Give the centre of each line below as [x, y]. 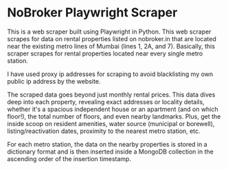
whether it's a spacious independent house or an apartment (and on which [113, 109]
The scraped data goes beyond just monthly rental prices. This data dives [111, 95]
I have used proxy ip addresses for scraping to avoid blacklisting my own [110, 74]
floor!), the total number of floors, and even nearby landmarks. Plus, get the [114, 116]
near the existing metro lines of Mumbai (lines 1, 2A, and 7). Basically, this [111, 46]
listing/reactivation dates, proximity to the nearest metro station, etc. [104, 131]
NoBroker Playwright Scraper [92, 13]
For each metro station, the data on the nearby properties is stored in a [107, 144]
